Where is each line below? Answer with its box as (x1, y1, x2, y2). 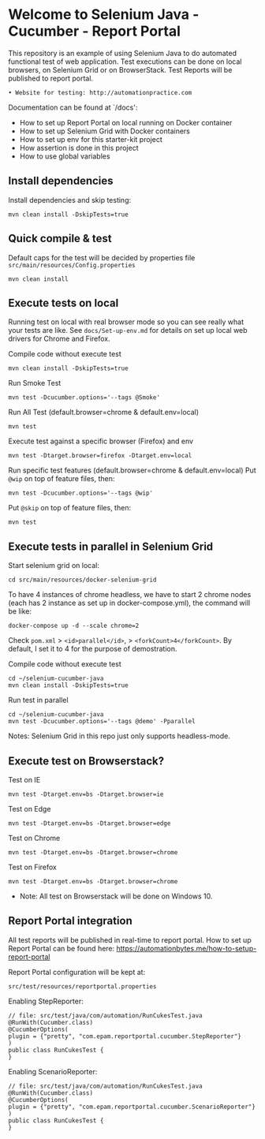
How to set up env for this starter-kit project (19, 134, 163, 144)
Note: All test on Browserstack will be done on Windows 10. (19, 891, 213, 901)
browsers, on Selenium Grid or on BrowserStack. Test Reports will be (8, 65, 233, 74)
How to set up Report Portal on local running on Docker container (19, 118, 233, 127)
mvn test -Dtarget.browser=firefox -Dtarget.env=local (8, 452, 192, 460)
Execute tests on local (8, 296, 119, 309)
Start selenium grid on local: (8, 561, 100, 570)
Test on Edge (8, 805, 51, 813)
